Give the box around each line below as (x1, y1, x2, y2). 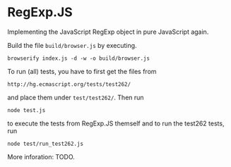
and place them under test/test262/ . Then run (7, 93, 144, 101)
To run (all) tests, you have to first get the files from (7, 67, 157, 75)
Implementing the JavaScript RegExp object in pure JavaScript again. (7, 27, 209, 36)
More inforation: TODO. (7, 152, 76, 161)
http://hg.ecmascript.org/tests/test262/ (7, 80, 131, 88)
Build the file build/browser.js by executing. (7, 41, 137, 49)
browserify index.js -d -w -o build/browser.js (7, 54, 150, 62)
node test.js (7, 106, 46, 113)
